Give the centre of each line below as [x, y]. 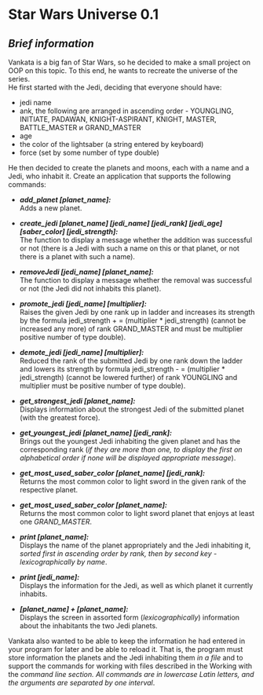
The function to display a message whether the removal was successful [136, 280]
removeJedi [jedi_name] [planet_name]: [87, 272]
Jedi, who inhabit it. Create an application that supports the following [120, 176]
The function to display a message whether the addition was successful [136, 240]
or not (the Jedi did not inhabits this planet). [90, 289]
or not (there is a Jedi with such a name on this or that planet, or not [129, 248]
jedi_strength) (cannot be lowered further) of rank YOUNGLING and [128, 377]
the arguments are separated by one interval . [82, 682]
